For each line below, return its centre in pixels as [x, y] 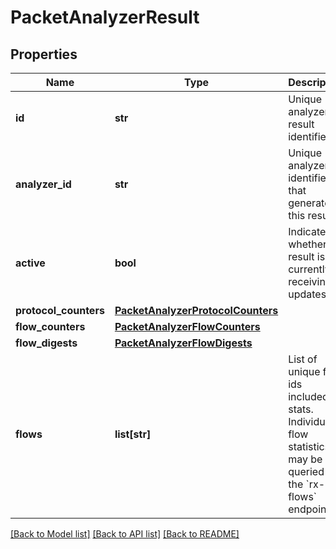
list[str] [133, 434]
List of [303, 359]
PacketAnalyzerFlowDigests [183, 343]
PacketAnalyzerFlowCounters [187, 326]
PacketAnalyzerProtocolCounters [196, 310]
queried [306, 471]
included [308, 396]
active [30, 263]
